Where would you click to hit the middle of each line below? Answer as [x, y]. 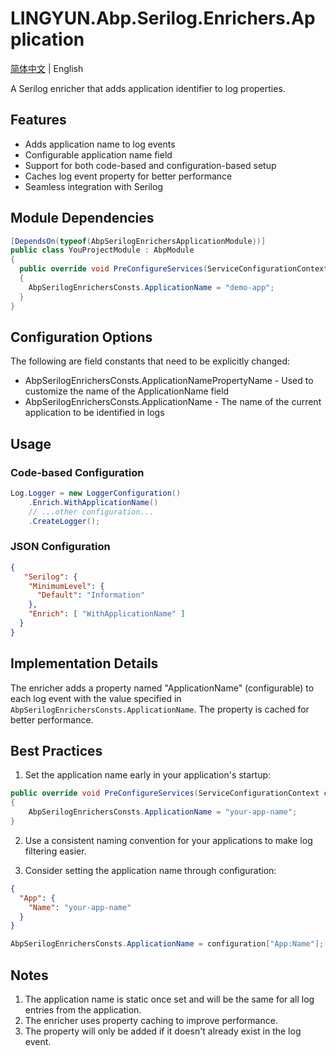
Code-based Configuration [77, 472]
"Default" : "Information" [90, 595]
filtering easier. [55, 851]
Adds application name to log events [100, 144]
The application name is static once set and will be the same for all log [169, 999]
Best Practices [56, 751]
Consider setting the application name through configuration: [150, 870]
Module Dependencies [82, 218]
